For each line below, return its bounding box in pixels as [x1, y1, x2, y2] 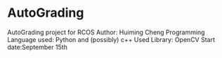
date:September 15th [7, 43, 68, 51]
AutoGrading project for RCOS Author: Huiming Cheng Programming [7, 28, 205, 36]
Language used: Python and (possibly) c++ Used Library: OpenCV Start [7, 35, 216, 43]
